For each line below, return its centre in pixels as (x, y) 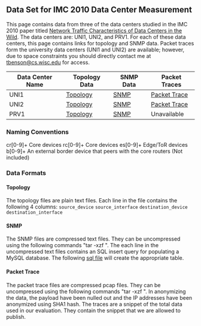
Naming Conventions (38, 132)
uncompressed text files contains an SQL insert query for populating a (93, 252)
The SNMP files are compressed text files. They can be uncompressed (93, 239)
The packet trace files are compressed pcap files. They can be (83, 285)
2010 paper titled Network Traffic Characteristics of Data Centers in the (94, 30)
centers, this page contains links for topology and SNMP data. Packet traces (100, 43)
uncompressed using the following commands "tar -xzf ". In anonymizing (96, 291)
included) (18, 158)
